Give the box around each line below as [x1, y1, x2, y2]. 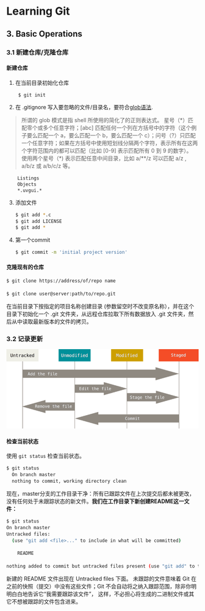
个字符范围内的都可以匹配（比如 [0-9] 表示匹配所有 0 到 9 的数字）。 [21, 146, 192, 154]
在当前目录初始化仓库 [15, 79, 69, 86]
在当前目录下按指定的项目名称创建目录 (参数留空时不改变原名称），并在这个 [6, 303, 195, 310]
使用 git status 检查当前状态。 [6, 452, 85, 460]
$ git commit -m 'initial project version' [15, 249, 128, 256]
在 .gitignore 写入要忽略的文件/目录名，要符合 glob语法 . [15, 103, 154, 110]
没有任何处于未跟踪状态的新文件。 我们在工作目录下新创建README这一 [6, 497, 184, 505]
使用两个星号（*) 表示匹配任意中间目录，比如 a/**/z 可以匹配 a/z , [21, 154, 187, 162]
